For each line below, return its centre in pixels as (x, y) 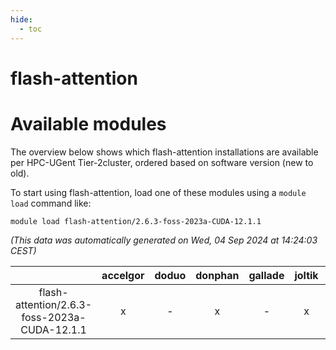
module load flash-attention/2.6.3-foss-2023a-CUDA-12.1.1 (136, 221)
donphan (217, 275)
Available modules (88, 123)
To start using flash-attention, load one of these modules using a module (158, 192)
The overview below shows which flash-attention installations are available (164, 152)
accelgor (123, 275)
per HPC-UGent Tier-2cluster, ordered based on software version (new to (162, 162)
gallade (266, 275)
